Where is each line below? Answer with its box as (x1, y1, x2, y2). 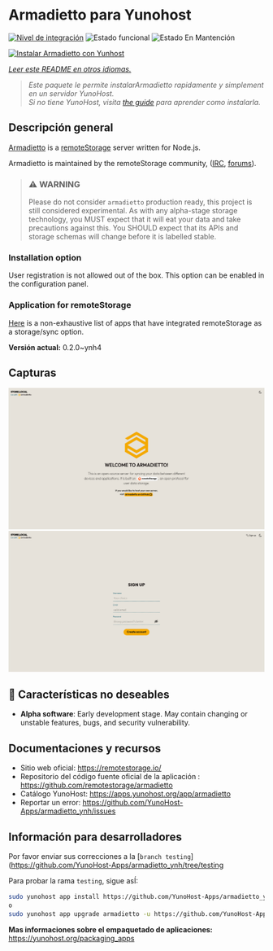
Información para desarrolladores (8, 830, 183, 844)
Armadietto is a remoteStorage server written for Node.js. (8, 142, 201, 152)
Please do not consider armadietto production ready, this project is (28, 197, 253, 207)
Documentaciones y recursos (8, 741, 161, 755)
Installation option (8, 252, 82, 263)
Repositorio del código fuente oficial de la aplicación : (19, 772, 201, 782)
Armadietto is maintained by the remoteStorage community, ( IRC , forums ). (8, 158, 257, 168)
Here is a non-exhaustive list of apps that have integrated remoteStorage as (8, 318, 262, 327)
